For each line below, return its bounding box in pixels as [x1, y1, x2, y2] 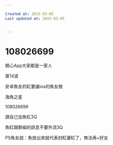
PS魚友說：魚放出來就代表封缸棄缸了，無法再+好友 [5, 135, 109, 141]
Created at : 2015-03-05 [5, 11, 54, 16]
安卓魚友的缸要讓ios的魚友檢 [5, 84, 63, 89]
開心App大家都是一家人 [5, 62, 53, 69]
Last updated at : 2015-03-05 [5, 16, 65, 21]
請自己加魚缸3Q [5, 114, 37, 120]
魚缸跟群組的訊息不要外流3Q [5, 124, 63, 130]
